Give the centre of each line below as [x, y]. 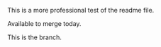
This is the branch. [34, 37]
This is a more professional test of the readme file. [81, 10]
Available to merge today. [44, 23]
